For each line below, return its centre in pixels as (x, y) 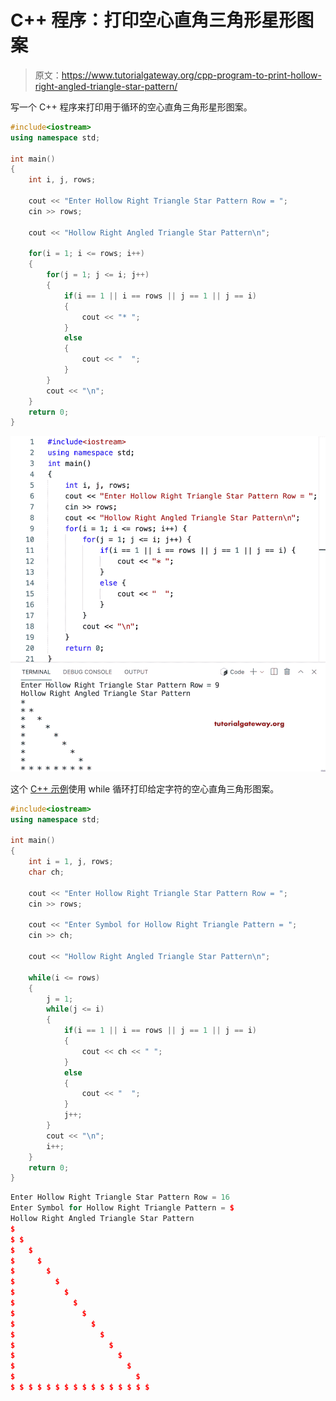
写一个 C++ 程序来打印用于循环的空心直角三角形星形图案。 (131, 107)
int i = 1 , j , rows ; (71, 862)
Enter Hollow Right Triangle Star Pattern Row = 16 (120, 1197)
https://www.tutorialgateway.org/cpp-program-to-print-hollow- (191, 75)
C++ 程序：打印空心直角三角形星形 (153, 20)
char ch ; (46, 872)
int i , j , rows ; (62, 180)
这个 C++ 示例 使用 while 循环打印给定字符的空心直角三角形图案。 (145, 788)
